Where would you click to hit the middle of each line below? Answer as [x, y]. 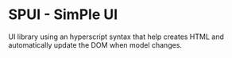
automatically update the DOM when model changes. [95, 44]
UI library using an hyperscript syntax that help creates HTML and [116, 37]
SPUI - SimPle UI [63, 15]
